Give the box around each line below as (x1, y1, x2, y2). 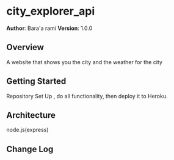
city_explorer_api (6, 4, 95, 18)
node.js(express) (6, 126, 49, 134)
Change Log (6, 144, 54, 154)
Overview (6, 42, 45, 53)
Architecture (6, 110, 56, 120)
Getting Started (6, 76, 67, 87)
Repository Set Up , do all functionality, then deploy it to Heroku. (6, 92, 168, 100)
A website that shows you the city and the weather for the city (6, 58, 163, 65)
